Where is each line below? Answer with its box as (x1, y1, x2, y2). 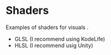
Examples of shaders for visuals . (5, 24, 89, 31)
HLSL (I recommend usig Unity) (14, 42, 93, 49)
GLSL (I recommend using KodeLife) (14, 35, 106, 42)
